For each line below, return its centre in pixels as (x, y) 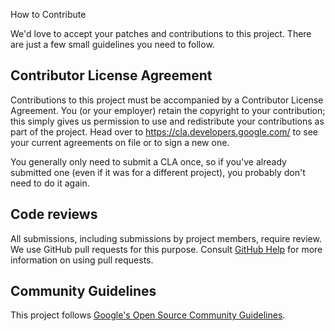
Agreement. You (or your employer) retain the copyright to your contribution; (168, 110)
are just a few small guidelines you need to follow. (112, 44)
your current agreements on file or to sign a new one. (120, 142)
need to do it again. (50, 183)
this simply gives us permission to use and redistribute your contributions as (167, 121)
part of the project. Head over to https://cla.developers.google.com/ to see (164, 131)
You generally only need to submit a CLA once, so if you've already (148, 161)
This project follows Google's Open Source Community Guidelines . (148, 315)
